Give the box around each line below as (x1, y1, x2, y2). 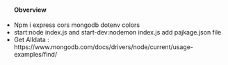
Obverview (13, 6, 47, 14)
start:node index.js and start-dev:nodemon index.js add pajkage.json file (13, 28, 222, 37)
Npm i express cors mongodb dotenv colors (13, 21, 140, 29)
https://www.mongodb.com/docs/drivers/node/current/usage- (13, 43, 193, 51)
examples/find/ (13, 50, 58, 59)
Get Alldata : (13, 35, 50, 44)
